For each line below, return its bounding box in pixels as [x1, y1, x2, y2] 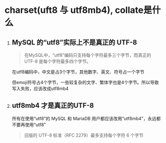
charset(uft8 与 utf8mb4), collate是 [4, 4, 152, 16]
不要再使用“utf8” [11, 122, 46, 128]
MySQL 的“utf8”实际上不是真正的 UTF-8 [11, 38, 137, 47]
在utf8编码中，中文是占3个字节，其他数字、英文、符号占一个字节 [11, 69, 145, 75]
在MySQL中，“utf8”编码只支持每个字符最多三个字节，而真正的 [24, 52, 152, 58]
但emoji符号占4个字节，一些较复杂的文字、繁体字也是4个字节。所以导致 [11, 80, 159, 85]
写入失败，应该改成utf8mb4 [11, 86, 69, 92]
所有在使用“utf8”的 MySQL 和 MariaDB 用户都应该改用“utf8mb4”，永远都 [11, 115, 161, 121]
